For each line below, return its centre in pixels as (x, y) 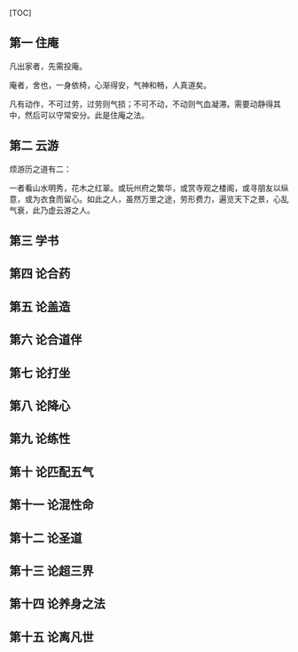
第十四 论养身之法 (57, 604)
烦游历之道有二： (40, 169)
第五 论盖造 (40, 306)
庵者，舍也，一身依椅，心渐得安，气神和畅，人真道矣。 (110, 85)
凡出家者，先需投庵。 (48, 66)
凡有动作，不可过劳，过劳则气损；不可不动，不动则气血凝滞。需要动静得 (141, 104)
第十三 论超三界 (51, 571)
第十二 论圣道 (46, 538)
